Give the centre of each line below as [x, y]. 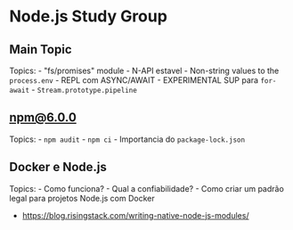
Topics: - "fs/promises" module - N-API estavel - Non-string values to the [144, 70]
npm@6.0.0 [43, 118]
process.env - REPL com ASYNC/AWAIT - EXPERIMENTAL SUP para [134, 80]
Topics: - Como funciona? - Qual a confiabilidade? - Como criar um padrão [147, 188]
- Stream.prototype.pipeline [84, 90]
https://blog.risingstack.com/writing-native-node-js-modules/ [135, 215]
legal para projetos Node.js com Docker [82, 198]
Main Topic [41, 49]
